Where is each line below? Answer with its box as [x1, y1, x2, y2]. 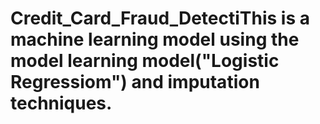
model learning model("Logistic [10, 50, 280, 72]
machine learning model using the [10, 28, 300, 51]
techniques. [10, 92, 113, 115]
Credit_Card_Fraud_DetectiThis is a [10, 7, 311, 30]
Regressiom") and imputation [10, 71, 260, 94]
